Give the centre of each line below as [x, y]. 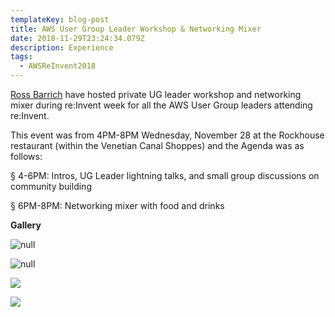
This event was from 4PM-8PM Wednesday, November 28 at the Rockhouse [167, 135]
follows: [26, 156]
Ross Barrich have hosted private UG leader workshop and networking [156, 94]
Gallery [26, 225]
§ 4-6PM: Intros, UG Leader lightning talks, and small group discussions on [165, 175]
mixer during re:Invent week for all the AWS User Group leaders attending [161, 105]
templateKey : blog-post [60, 19]
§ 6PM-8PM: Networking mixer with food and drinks [117, 205]
